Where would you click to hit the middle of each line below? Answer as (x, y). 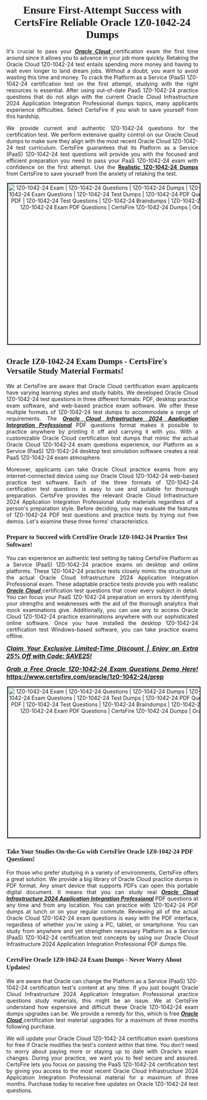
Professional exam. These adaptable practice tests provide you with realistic (102, 584)
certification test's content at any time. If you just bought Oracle (114, 987)
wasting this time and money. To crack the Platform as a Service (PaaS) (96, 77)
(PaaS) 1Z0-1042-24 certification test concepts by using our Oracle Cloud (102, 938)
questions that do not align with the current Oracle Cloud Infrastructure (102, 97)
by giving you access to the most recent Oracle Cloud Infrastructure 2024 (102, 1071)
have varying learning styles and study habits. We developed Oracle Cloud (102, 393)
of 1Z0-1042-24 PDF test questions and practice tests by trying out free (102, 515)
